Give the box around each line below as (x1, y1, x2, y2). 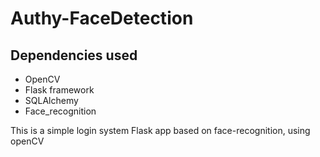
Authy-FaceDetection (10, 7, 194, 30)
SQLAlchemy (24, 95, 79, 106)
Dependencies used (10, 47, 138, 64)
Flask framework (24, 84, 95, 96)
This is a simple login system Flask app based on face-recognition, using (10, 125, 311, 136)
